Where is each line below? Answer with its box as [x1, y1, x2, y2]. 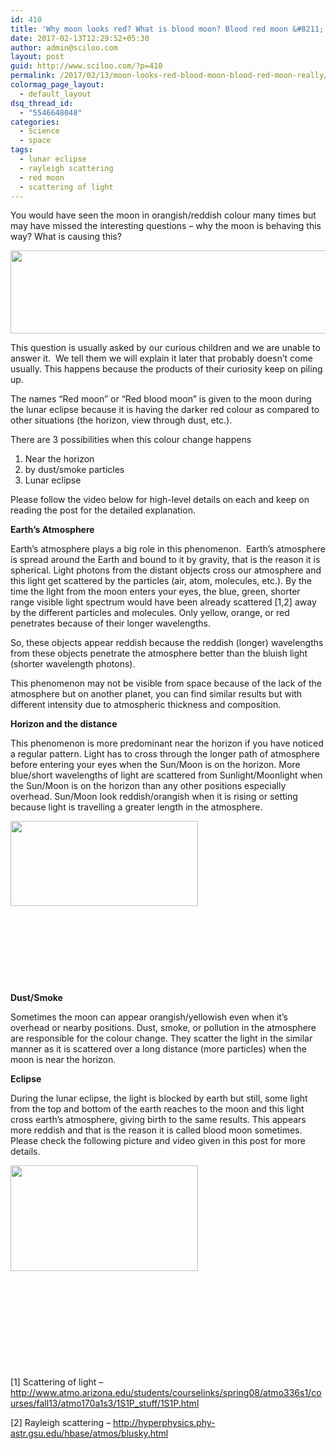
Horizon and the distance [10, 718, 118, 730]
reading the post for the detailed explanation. [10, 504, 196, 516]
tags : [10, 145, 33, 155]
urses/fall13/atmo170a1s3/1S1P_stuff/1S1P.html [10, 1397, 200, 1410]
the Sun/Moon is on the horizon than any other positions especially [10, 780, 287, 792]
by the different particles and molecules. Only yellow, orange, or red [10, 607, 290, 619]
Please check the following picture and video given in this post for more [10, 1135, 306, 1147]
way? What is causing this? [10, 231, 122, 243]
